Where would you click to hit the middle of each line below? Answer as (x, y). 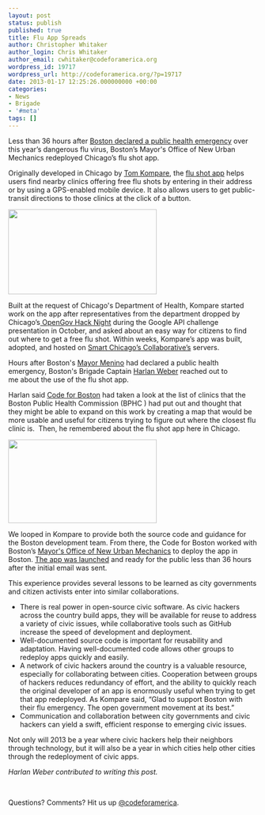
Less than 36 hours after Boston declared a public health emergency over (128, 141)
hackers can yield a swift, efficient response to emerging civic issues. (133, 724)
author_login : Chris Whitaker (58, 52)
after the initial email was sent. (58, 568)
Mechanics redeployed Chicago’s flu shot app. (84, 157)
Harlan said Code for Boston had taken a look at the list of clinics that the (127, 394)
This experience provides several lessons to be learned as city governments (132, 583)
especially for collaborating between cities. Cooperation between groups (138, 674)
